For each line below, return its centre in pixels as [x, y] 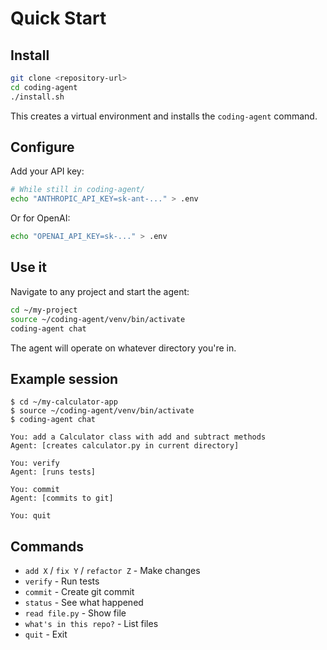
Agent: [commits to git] [62, 498]
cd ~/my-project [44, 310]
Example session [64, 378]
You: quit [31, 516]
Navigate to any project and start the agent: [100, 291]
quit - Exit [46, 634]
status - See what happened [84, 603]
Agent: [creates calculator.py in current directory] [125, 446]
